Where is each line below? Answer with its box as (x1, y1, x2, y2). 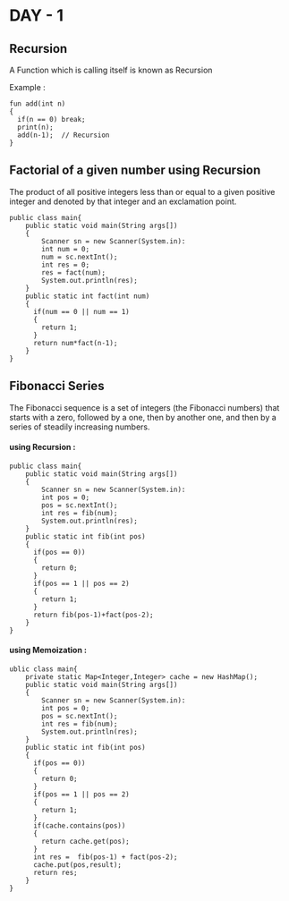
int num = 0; (41, 244, 90, 253)
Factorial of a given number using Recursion (9, 163, 261, 178)
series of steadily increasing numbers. (9, 421, 150, 432)
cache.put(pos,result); (32, 861, 123, 870)
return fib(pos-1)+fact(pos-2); (32, 610, 154, 619)
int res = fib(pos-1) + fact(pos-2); (32, 853, 178, 862)
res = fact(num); (41, 268, 106, 277)
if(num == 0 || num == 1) (32, 307, 130, 316)
